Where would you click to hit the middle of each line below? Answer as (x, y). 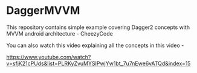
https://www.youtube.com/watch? (49, 57)
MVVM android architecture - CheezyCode (60, 33)
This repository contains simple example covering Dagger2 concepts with (98, 27)
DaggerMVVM (43, 11)
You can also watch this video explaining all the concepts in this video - (95, 45)
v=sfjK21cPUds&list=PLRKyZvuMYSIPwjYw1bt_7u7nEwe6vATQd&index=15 (98, 63)
